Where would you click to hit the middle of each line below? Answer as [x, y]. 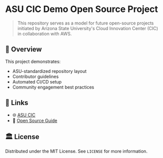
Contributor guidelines [35, 76]
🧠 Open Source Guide [35, 120]
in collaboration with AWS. [44, 33]
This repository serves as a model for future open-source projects [85, 23]
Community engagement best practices [53, 87]
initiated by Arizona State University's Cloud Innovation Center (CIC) [88, 28]
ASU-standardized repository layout [49, 71]
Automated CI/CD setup [37, 81]
